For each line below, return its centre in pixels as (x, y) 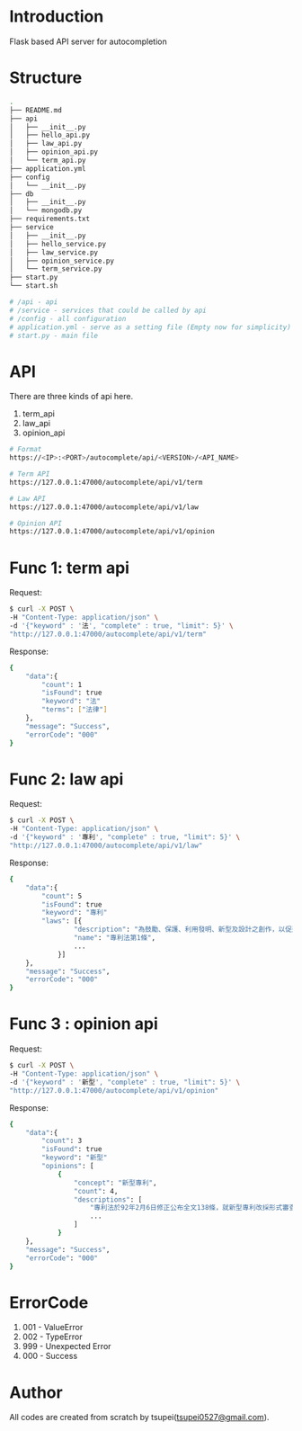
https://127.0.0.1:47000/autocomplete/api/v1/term (106, 482)
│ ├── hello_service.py (58, 244)
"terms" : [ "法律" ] (75, 710)
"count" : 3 (62, 1141)
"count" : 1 (62, 684)
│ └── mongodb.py (46, 210)
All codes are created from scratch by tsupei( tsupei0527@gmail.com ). (139, 1418)
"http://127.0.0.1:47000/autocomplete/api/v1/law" (106, 846)
